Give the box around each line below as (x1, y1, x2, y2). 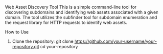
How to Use (5, 29, 29, 35)
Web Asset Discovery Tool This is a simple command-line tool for (5, 4, 137, 10)
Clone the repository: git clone (12, 38, 73, 44)
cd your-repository (40, 44, 78, 49)
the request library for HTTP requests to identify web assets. (5, 19, 127, 25)
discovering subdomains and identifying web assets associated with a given (5, 9, 159, 15)
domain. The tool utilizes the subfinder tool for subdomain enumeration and (5, 15, 158, 20)
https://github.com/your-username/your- (74, 38, 157, 44)
